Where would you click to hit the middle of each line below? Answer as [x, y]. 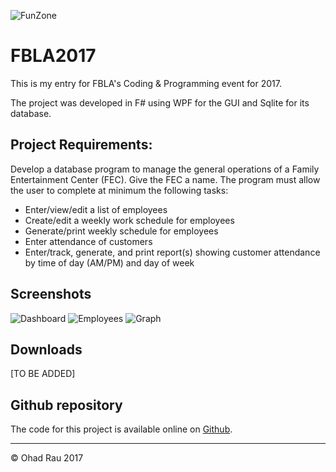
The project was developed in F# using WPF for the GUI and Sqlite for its [160, 102]
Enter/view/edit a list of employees [96, 209]
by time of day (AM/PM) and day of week [109, 262]
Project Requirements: [81, 145]
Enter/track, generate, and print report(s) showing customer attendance [172, 252]
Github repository [66, 405]
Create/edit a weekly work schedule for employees [129, 220]
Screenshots [51, 294]
